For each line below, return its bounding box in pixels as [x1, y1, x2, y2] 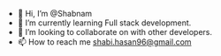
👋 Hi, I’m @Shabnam [17, 9, 93, 18]
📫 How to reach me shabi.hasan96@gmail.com [17, 37, 192, 47]
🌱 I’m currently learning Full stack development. [17, 17, 192, 28]
